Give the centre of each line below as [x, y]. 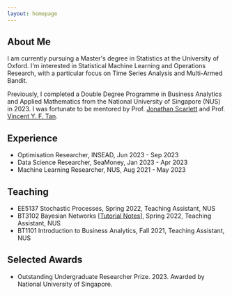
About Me [29, 42]
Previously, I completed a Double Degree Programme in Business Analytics [115, 94]
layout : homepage [32, 14]
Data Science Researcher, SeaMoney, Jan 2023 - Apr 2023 [102, 162]
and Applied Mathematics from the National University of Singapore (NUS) [114, 102]
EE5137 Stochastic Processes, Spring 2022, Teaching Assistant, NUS [116, 209]
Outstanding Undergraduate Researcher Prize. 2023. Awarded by [111, 276]
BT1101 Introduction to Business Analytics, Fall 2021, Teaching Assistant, [121, 231]
